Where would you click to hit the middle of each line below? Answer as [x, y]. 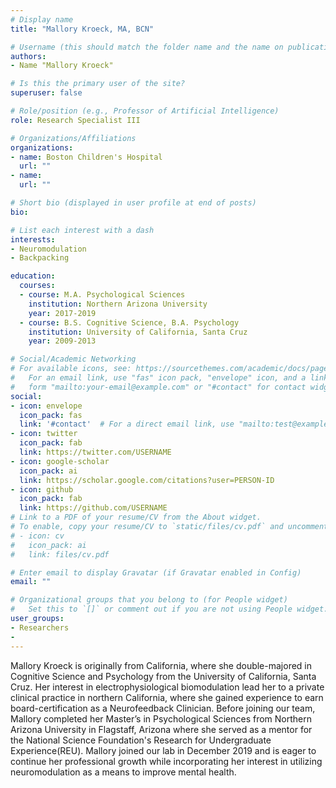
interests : [33, 239]
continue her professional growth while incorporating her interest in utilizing [166, 761]
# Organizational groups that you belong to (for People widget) [149, 600]
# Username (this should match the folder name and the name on [147, 47]
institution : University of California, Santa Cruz [138, 332]
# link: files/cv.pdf [60, 554]
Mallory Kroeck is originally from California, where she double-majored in [161, 665]
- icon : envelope [46, 406]
